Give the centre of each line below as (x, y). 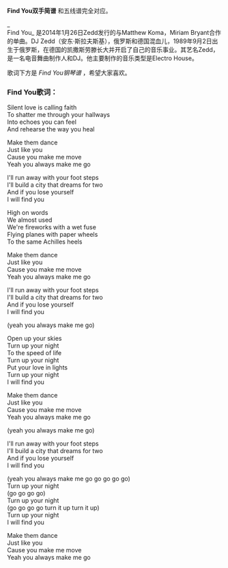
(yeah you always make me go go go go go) (69, 479)
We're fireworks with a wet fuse (52, 227)
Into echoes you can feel (42, 122)
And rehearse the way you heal (51, 129)
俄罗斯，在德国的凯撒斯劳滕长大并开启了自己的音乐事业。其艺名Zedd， (119, 50)
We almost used (30, 220)
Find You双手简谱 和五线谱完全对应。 (59, 11)
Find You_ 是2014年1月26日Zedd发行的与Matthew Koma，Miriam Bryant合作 (114, 33)
